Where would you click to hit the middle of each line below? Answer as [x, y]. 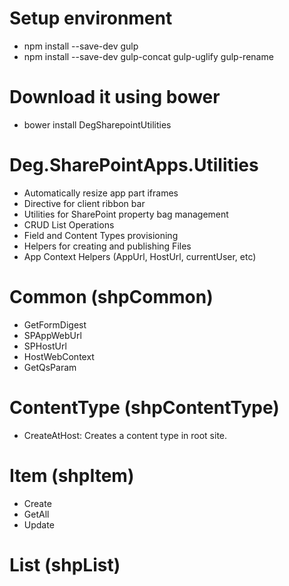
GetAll [36, 514]
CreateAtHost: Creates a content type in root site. [125, 435]
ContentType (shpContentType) [144, 407]
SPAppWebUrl [52, 335]
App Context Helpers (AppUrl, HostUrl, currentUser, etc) [140, 256]
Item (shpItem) [72, 475]
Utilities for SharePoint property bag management [126, 214]
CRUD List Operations [69, 224]
